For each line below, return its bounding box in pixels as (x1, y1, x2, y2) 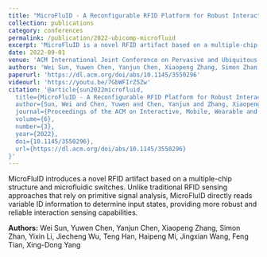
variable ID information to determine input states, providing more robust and (8, 200, 257, 209)
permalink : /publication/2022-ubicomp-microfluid (8, 33, 176, 42)
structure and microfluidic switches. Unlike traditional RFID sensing (8, 182, 228, 192)
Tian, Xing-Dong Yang (8, 240, 81, 250)
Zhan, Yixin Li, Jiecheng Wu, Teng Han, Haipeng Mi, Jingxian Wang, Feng (8, 232, 249, 241)
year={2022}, (15, 130, 59, 138)
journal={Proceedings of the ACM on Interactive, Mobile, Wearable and (15, 108, 258, 116)
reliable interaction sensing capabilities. (8, 208, 138, 217)
